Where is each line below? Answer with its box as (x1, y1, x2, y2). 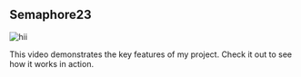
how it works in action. (9, 58, 94, 69)
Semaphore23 (9, 7, 93, 23)
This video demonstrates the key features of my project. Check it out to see (9, 49, 293, 60)
